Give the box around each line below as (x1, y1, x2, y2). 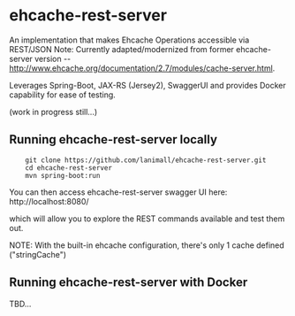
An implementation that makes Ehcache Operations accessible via (9, 35, 250, 45)
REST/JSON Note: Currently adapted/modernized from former (9, 43, 234, 54)
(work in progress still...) (9, 106, 98, 117)
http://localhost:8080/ (9, 196, 90, 206)
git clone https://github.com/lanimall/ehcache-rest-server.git (25, 156, 267, 165)
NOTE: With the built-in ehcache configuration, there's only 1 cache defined (9, 240, 284, 250)
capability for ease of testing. (9, 89, 117, 100)
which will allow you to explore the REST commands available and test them (9, 213, 285, 224)
